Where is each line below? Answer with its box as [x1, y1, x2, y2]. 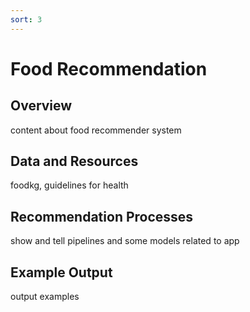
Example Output [10, 264, 113, 281]
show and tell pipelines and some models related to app [10, 235, 240, 247]
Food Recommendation [10, 57, 208, 80]
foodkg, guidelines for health [10, 179, 129, 191]
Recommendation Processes [10, 208, 194, 225]
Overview [10, 97, 73, 115]
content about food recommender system [10, 124, 182, 136]
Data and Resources [10, 153, 139, 170]
